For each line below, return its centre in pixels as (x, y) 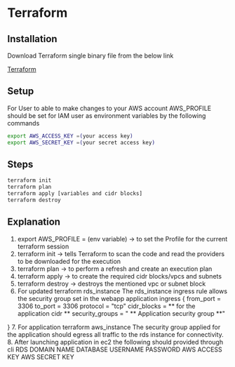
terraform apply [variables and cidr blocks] (75, 194)
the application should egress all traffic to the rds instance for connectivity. (116, 334)
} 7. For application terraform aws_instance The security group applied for (114, 327)
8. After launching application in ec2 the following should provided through (115, 342)
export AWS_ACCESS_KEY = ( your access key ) (70, 136)
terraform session (43, 246)
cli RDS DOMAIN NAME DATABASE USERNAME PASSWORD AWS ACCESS (115, 349)
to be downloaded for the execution (69, 261)
